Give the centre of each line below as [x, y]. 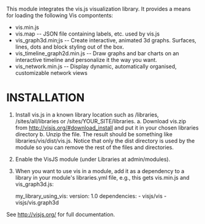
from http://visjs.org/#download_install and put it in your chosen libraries [107, 128]
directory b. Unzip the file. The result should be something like [94, 134]
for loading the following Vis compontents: [60, 15]
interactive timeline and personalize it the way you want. [86, 60]
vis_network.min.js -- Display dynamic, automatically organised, [96, 66]
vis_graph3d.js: [34, 184]
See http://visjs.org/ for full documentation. [61, 214]
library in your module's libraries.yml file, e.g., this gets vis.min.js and [102, 177]
